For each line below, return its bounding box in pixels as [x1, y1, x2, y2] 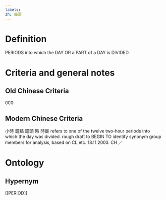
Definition [5, 33, 47, 45]
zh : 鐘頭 [5, 12, 22, 17]
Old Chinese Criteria [5, 87, 69, 95]
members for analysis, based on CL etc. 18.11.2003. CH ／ [5, 139, 123, 145]
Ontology [5, 157, 45, 169]
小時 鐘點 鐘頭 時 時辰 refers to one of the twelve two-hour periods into [5, 128, 150, 134]
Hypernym [5, 177, 39, 185]
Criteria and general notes [5, 67, 115, 78]
